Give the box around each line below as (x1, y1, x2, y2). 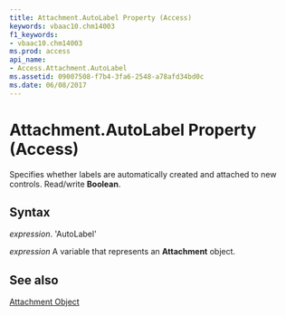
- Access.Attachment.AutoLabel (9, 64, 128, 73)
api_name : (9, 55, 47, 64)
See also (9, 273, 59, 288)
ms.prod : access (9, 47, 71, 56)
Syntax (9, 205, 51, 220)
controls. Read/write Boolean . (9, 178, 121, 189)
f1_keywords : (9, 30, 59, 39)
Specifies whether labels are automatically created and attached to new (9, 168, 277, 179)
